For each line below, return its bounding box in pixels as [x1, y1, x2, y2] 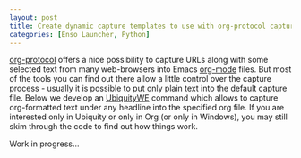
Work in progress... [9, 138, 80, 149]
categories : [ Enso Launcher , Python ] [9, 30, 150, 39]
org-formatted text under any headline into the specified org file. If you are [9, 102, 285, 113]
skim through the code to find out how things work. [9, 121, 199, 132]
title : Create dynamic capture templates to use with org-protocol [9, 22, 267, 31]
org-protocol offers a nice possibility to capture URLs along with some [9, 55, 269, 66]
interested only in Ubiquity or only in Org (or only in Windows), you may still [9, 111, 288, 122]
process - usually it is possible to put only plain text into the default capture [9, 83, 288, 94]
